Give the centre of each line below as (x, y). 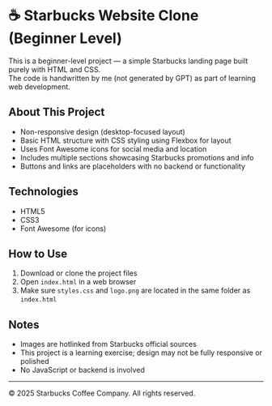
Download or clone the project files (79, 273)
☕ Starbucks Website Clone (104, 16)
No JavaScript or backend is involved (83, 370)
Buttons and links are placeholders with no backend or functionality (132, 166)
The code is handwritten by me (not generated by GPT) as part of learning (132, 78)
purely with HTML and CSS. (55, 69)
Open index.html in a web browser (78, 282)
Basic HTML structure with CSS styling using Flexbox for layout (126, 140)
